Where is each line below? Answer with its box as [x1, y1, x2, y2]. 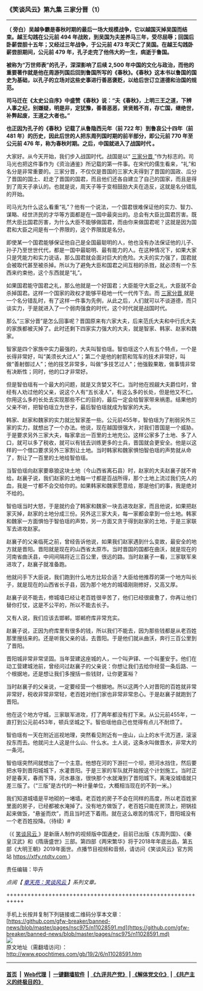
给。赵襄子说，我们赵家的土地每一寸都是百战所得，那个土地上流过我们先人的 [6, 474, 197, 482]
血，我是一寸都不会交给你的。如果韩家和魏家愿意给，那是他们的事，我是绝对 [6, 482, 197, 489]
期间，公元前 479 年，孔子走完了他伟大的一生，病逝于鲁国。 [22, 48, 173, 56]
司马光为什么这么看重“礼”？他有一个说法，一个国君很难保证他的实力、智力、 [6, 204, 196, 211]
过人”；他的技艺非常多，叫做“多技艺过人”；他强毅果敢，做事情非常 [30, 361, 196, 368]
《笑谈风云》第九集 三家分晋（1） [6, 5, 104, 13]
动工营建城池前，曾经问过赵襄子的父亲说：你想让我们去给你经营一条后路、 [6, 663, 192, 670]
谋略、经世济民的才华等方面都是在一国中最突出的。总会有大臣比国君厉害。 [6, 211, 192, 218]
